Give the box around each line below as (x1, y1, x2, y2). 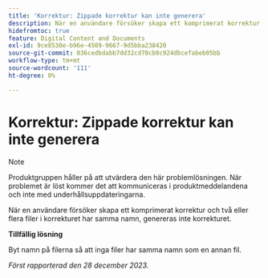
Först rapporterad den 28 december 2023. (8, 260, 149, 270)
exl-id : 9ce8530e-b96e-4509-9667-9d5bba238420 (8, 42, 167, 50)
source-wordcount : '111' (8, 64, 91, 72)
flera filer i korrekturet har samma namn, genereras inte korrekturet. (8, 214, 232, 223)
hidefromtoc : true (8, 27, 70, 35)
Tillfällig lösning (8, 229, 63, 239)
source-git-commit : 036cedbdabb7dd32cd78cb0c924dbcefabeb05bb (8, 49, 221, 57)
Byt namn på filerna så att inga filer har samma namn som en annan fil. (8, 244, 242, 254)
